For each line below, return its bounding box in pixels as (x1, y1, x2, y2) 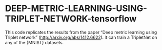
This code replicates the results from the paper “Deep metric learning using (5, 29, 157, 35)
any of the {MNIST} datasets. (5, 39, 64, 45)
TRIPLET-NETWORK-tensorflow (5, 13, 137, 24)
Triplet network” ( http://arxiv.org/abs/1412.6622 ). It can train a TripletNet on (5, 34, 157, 40)
